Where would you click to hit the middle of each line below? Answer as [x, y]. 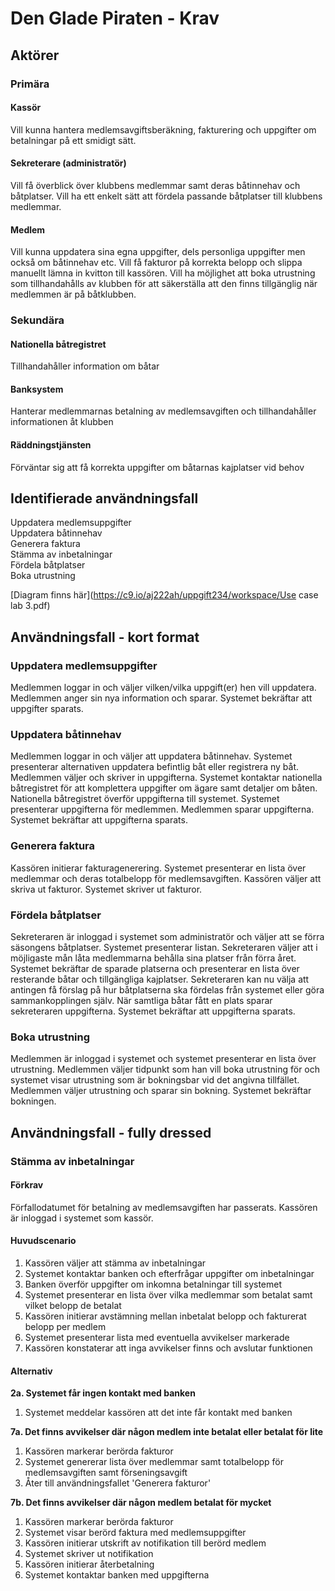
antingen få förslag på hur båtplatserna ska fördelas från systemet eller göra [167, 990]
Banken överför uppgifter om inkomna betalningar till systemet [153, 1284]
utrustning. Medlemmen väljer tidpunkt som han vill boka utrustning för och [165, 1069]
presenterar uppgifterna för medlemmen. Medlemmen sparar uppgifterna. [162, 809]
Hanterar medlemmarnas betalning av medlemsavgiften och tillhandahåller [163, 411]
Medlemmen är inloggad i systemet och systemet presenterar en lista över [163, 1059]
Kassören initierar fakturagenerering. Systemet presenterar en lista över [158, 868]
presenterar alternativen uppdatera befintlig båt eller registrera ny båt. [155, 767]
